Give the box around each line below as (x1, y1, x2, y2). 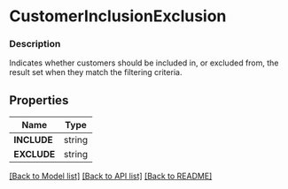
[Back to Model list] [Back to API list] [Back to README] (9, 170, 213, 182)
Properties (9, 93, 69, 108)
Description (9, 38, 61, 50)
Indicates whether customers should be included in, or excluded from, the (9, 57, 279, 68)
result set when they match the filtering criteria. (9, 67, 183, 78)
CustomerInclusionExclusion (9, 6, 227, 26)
